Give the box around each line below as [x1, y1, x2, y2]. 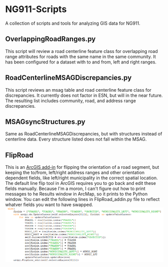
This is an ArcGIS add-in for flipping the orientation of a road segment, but [5, 164, 159, 170]
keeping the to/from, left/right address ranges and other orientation [5, 170, 145, 176]
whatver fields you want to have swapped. [5, 202, 93, 208]
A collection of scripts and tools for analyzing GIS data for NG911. [5, 20, 141, 26]
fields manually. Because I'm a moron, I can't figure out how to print [5, 185, 146, 192]
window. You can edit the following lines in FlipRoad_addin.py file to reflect [5, 196, 160, 203]
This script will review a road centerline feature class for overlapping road [5, 48, 158, 54]
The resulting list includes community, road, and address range [5, 97, 136, 104]
